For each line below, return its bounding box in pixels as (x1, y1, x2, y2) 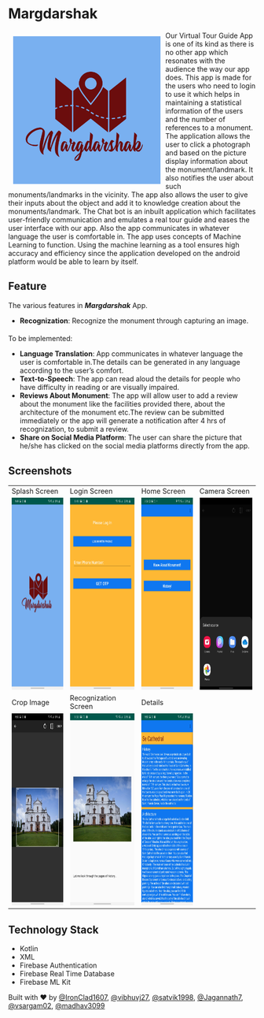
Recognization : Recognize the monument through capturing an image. (19, 316, 249, 325)
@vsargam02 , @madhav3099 (8, 1001, 105, 1010)
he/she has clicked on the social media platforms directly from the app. (19, 441, 250, 451)
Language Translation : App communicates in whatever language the (19, 349, 244, 359)
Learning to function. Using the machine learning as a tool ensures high (8, 240, 240, 249)
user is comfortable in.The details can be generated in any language (19, 358, 241, 367)
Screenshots (8, 464, 72, 477)
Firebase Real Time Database (19, 968, 115, 978)
